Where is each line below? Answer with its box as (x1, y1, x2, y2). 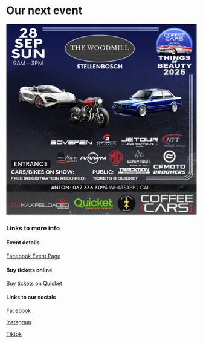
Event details (6, 239, 40, 246)
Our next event (6, 4, 83, 18)
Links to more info (6, 224, 60, 232)
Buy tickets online (6, 266, 53, 273)
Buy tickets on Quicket (6, 279, 62, 287)
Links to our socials (6, 293, 56, 301)
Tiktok (6, 330, 22, 338)
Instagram (6, 319, 31, 326)
